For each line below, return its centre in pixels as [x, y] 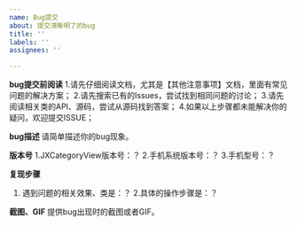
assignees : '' [35, 51]
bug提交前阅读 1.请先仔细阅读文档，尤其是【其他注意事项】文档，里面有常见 [148, 84]
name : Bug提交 [34, 17]
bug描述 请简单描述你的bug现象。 [71, 136]
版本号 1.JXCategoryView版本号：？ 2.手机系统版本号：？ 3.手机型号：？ [142, 155]
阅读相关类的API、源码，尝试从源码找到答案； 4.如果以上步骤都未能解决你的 [148, 106]
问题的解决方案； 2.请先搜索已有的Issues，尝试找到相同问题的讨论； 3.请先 [147, 96]
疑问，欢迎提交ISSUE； [52, 118]
